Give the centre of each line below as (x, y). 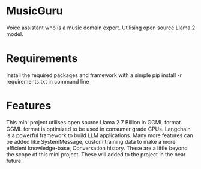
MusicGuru (34, 11)
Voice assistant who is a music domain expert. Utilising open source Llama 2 (101, 28)
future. (14, 161)
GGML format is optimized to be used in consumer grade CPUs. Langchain (98, 129)
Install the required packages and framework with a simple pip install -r (94, 75)
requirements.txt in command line (48, 81)
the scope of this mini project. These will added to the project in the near (96, 154)
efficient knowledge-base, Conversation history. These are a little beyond (97, 148)
